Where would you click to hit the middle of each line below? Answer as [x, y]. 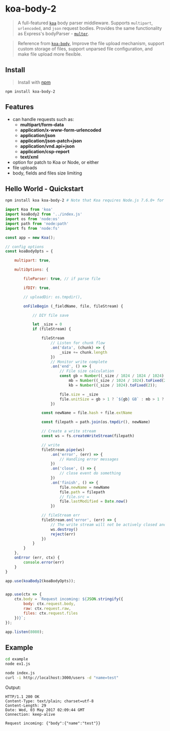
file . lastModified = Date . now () [94, 501]
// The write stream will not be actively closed [104, 525]
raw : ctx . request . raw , [47, 609]
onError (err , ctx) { [37, 557]
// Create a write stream [69, 431]
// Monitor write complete [79, 362]
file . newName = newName [84, 487]
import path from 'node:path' [37, 224]
